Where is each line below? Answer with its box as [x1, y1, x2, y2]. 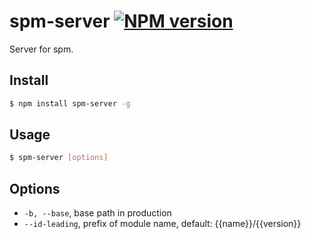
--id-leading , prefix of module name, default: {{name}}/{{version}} [23, 218, 302, 230]
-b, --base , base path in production [23, 207, 172, 219]
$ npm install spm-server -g [9, 98, 131, 109]
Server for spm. [9, 43, 74, 55]
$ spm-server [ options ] [9, 153, 109, 163]
